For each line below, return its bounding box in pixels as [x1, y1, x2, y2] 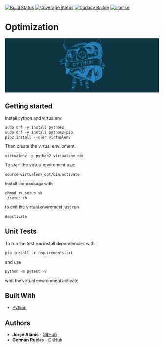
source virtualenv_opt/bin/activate [5, 172, 80, 177]
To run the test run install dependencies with [5, 240, 95, 246]
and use [5, 259, 21, 265]
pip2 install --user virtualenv [5, 135, 71, 140]
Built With [5, 292, 36, 300]
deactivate [5, 214, 27, 219]
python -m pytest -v [5, 269, 47, 274]
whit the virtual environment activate [5, 277, 79, 283]
